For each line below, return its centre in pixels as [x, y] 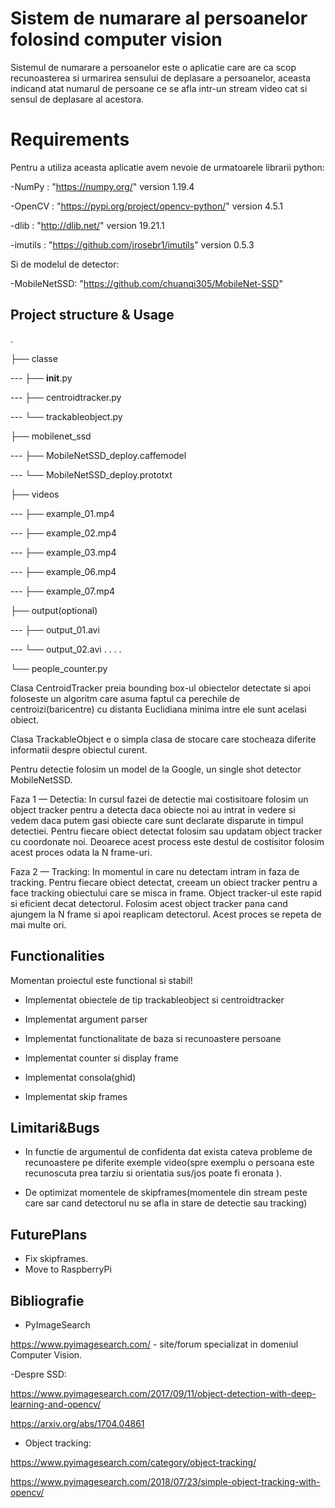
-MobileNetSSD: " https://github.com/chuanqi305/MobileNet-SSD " [146, 283]
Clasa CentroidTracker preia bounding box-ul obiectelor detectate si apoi [161, 688]
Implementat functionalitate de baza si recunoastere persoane [153, 1038]
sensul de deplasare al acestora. [77, 99]
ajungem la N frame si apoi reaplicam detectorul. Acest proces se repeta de [166, 914]
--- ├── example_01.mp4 [62, 513]
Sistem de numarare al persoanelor [159, 18]
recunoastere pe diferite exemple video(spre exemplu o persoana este [169, 1163]
